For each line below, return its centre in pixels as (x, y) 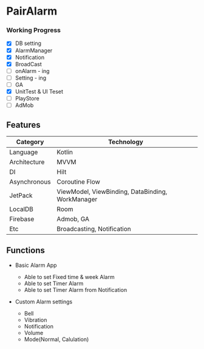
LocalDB (21, 209)
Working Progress (33, 30)
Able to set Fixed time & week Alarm (69, 277)
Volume (34, 333)
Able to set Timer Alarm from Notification (76, 289)
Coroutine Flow (78, 182)
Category (30, 142)
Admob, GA (73, 219)
